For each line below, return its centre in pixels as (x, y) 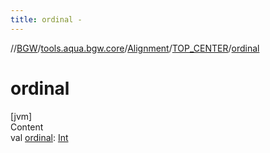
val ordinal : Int (39, 137)
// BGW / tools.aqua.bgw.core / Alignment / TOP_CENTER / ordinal (135, 48)
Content (27, 127)
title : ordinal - (46, 19)
